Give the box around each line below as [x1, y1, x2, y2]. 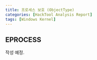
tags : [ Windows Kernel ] [5, 17, 56, 22]
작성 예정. [5, 49, 25, 55]
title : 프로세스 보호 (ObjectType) [5, 7, 75, 13]
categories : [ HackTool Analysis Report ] [5, 12, 93, 17]
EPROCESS [5, 35, 42, 44]
